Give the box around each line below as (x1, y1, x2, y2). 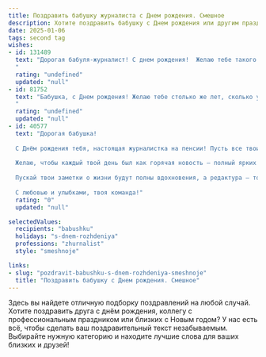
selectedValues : (8, 217, 62, 226)
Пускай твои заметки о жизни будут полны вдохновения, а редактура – (15, 174, 249, 182)
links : (8, 261, 30, 270)
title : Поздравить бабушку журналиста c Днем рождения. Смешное (8, 11, 225, 20)
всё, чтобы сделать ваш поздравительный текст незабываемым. (8, 323, 228, 333)
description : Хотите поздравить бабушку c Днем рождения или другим (8, 19, 239, 27)
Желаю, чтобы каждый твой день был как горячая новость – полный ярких (15, 159, 257, 167)
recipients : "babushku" (15, 225, 93, 233)
